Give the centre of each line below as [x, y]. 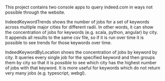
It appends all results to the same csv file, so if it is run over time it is [74, 37]
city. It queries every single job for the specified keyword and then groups [80, 57]
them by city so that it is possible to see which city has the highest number [81, 63]
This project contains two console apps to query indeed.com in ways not [79, 7]
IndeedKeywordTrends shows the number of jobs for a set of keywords [77, 22]
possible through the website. [35, 12]
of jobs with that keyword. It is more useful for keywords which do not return [83, 68]
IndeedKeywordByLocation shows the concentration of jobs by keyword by [81, 52]
